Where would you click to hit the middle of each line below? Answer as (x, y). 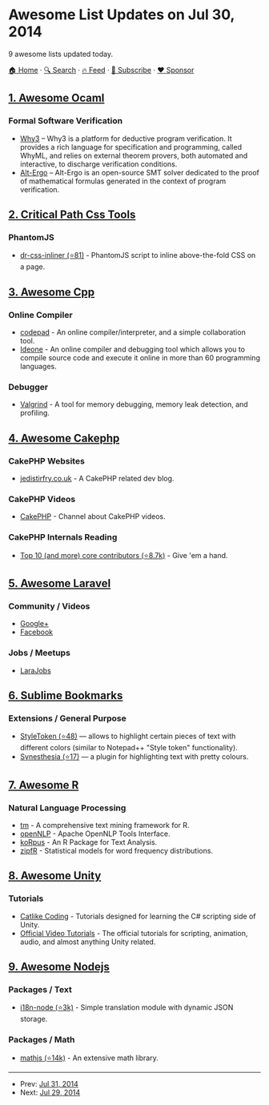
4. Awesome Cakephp (64, 438)
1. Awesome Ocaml (56, 98)
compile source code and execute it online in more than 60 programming (140, 358)
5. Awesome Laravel (60, 583)
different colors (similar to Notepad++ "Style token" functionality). (128, 748)
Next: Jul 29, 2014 (50, 1092)
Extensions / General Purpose (67, 718)
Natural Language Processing (67, 808)
